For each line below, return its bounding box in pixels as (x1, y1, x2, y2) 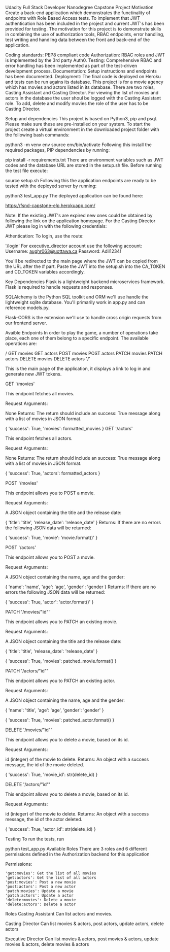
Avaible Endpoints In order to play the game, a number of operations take (5, 330, 158, 335)
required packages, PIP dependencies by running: (5, 147, 110, 153)
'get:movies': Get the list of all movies (5, 871, 96, 876)
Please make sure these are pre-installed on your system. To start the (5, 121, 151, 127)
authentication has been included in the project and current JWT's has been (5, 20, 165, 26)
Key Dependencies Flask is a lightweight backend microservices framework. (5, 279, 165, 285)
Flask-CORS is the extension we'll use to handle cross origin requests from (5, 315, 161, 320)
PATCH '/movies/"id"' (5, 609, 50, 615)
